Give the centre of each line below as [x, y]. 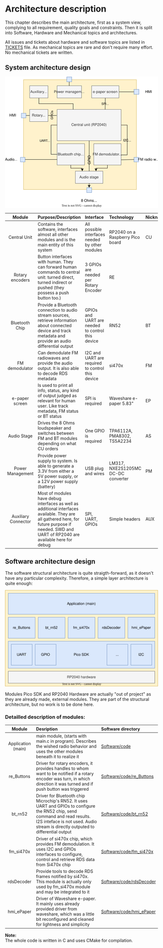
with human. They [56, 262]
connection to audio [57, 310]
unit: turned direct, [56, 277]
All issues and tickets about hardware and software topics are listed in [75, 42]
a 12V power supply [58, 481]
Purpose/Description [59, 217]
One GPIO [95, 431]
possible [93, 230]
